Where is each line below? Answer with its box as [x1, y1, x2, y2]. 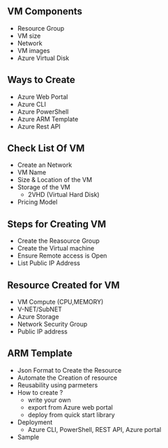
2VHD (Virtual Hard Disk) [27, 191, 100, 199]
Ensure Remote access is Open [17, 251, 107, 260]
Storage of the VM [17, 183, 71, 191]
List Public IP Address [17, 259, 80, 267]
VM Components [7, 6, 82, 17]
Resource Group [17, 24, 65, 32]
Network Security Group [17, 320, 88, 329]
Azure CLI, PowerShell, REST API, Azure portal [27, 425, 162, 433]
